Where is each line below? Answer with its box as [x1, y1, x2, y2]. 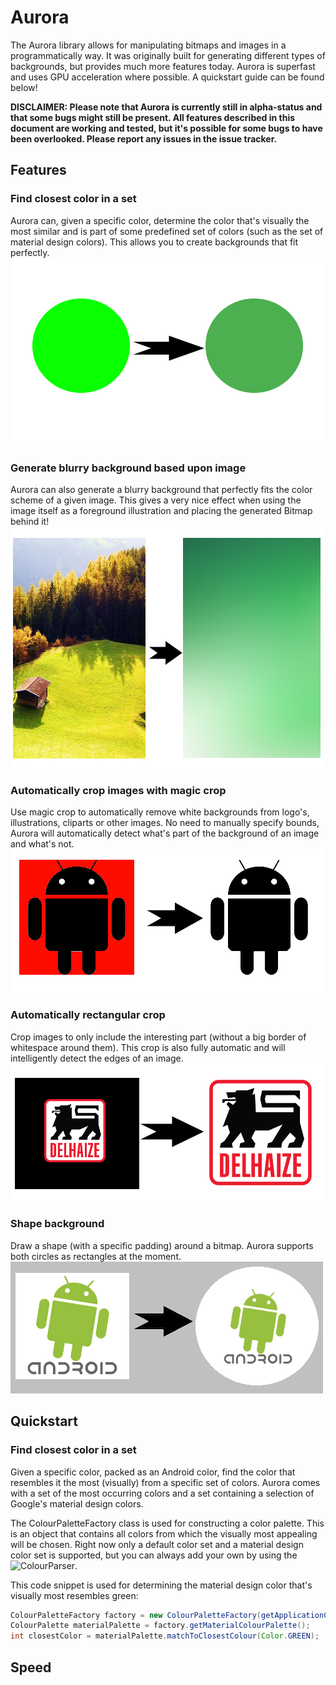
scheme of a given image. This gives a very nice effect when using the [10, 494, 302, 506]
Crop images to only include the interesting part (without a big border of [10, 1031, 307, 1043]
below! [10, 81, 38, 93]
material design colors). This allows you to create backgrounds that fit [10, 236, 299, 248]
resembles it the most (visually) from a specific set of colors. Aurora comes [10, 1476, 321, 1488]
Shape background [10, 1217, 105, 1231]
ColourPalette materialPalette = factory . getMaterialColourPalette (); [10, 1621, 311, 1631]
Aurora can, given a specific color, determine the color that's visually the [10, 214, 310, 226]
